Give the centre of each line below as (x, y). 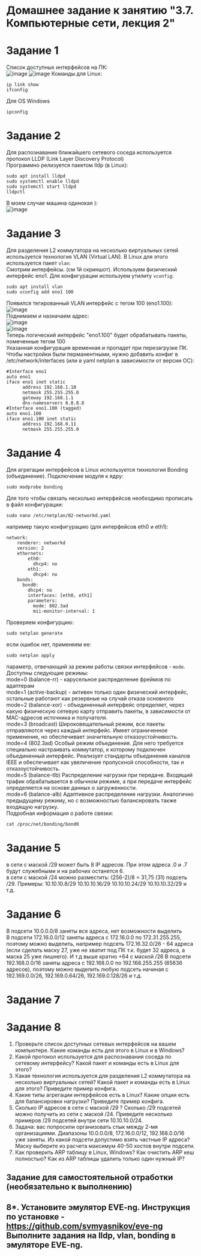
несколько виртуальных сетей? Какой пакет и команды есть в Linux (102, 1082)
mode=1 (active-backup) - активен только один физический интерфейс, (97, 692)
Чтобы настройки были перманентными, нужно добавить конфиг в (92, 354)
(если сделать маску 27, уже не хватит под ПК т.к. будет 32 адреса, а (96, 950)
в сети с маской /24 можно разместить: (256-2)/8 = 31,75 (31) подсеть (97, 877)
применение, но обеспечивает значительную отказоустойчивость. (92, 736)
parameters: (43, 601)
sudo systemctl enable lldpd (43, 182)
